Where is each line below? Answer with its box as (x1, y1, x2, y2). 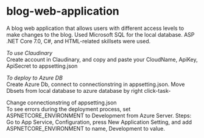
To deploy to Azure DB (6, 74, 63, 81)
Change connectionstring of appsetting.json (6, 99, 117, 106)
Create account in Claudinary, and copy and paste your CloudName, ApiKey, (6, 56, 198, 63)
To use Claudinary (6, 49, 53, 56)
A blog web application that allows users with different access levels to (6, 24, 185, 32)
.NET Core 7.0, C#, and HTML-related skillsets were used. (6, 37, 151, 45)
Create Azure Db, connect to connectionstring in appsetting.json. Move (6, 81, 185, 88)
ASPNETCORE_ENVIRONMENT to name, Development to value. (6, 125, 166, 132)
